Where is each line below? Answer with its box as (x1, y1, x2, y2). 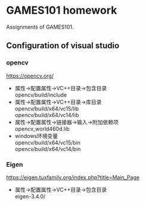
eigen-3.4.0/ (14, 192, 46, 200)
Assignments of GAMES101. (6, 23, 74, 30)
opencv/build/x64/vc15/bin (14, 139, 81, 146)
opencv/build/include (14, 91, 67, 99)
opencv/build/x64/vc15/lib (14, 105, 79, 112)
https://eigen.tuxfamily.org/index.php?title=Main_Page (6, 174, 140, 181)
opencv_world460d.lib (14, 125, 70, 132)
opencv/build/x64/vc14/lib (14, 111, 79, 118)
